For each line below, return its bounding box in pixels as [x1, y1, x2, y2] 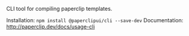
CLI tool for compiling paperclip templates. [6, 5, 113, 12]
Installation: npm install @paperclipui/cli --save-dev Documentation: [6, 17, 184, 23]
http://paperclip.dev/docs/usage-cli [6, 23, 95, 30]
